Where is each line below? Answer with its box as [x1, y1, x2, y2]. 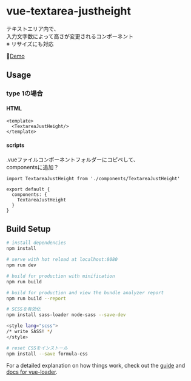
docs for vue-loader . [6, 368, 58, 376]
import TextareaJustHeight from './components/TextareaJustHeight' [6, 175, 181, 181]
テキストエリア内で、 [6, 25, 59, 32]
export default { [6, 186, 50, 192]
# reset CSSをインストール [6, 345, 68, 351]
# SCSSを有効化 [6, 306, 41, 312]
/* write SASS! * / [6, 329, 53, 335]
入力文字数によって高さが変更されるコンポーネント [6, 32, 133, 40]
